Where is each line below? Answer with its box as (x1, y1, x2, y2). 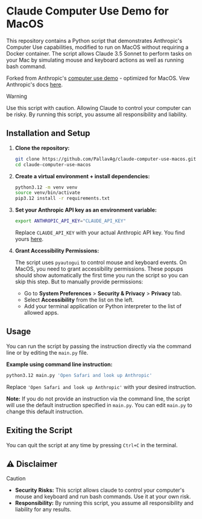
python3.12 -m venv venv (14, 184, 78, 190)
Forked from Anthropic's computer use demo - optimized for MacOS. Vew (6, 74, 190, 82)
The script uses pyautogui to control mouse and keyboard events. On (14, 259, 187, 266)
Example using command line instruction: (6, 361, 113, 368)
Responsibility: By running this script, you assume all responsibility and (14, 500, 194, 507)
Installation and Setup (6, 128, 90, 138)
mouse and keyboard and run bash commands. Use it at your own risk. (14, 493, 191, 500)
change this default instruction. (6, 408, 84, 415)
